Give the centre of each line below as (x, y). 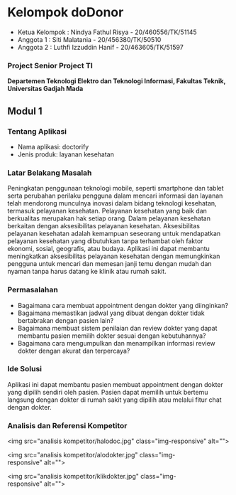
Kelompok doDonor (66, 12)
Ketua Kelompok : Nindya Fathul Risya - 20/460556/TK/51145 (107, 32)
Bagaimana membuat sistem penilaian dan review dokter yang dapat (117, 328)
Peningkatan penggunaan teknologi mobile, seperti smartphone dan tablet (116, 188)
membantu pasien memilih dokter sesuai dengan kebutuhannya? (112, 336)
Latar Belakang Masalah (50, 173)
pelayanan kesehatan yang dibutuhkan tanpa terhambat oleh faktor (105, 241)
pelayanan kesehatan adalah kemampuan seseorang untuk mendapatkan (114, 234)
